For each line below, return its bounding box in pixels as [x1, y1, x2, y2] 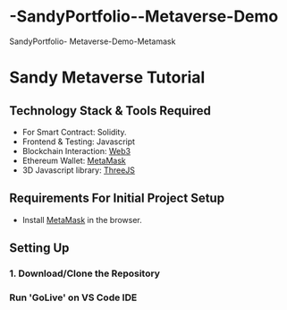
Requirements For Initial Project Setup [9, 191, 225, 206]
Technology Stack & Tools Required [9, 103, 212, 118]
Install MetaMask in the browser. [21, 214, 143, 225]
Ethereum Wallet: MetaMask [21, 155, 127, 166]
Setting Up [9, 240, 70, 256]
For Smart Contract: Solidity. [21, 126, 127, 137]
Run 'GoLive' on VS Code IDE [9, 291, 138, 304]
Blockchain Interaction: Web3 [21, 145, 131, 156]
